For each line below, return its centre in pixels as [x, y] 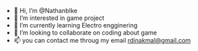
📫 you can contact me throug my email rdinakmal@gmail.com [102, 40]
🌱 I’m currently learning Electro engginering [76, 25]
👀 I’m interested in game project [59, 18]
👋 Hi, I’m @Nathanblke [46, 11]
